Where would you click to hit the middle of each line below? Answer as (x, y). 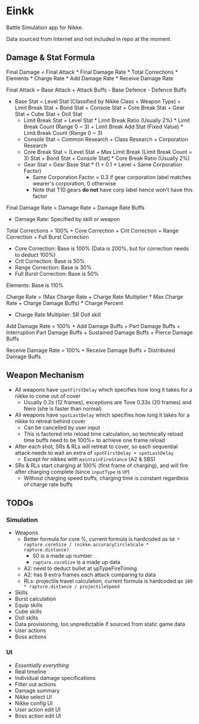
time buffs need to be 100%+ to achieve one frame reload (94, 440)
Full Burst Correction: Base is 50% (57, 273)
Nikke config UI (34, 703)
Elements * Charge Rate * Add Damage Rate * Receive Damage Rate (90, 78)
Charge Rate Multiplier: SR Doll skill (58, 314)
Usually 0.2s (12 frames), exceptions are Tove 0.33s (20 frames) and (108, 402)
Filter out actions (35, 684)
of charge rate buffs (48, 484)
